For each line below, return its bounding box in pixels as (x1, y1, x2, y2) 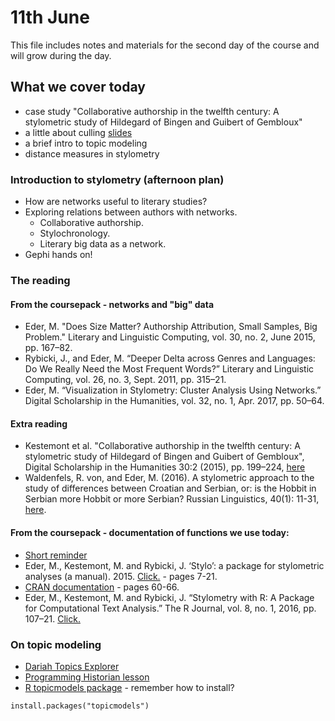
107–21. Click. (24, 612, 81, 625)
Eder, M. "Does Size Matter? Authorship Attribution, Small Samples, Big (24, 321, 318, 333)
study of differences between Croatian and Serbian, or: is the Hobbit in (24, 482, 317, 495)
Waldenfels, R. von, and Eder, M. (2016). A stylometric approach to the (24, 472, 315, 484)
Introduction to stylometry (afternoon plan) (10, 172, 225, 186)
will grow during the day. (10, 49, 112, 61)
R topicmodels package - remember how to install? (24, 681, 235, 693)
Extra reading (10, 417, 68, 430)
